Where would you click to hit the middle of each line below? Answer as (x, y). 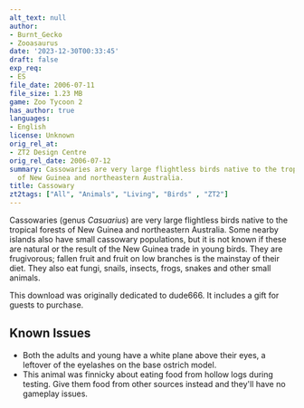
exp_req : (26, 69)
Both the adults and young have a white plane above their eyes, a (144, 355)
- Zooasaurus (34, 43)
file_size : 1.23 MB (46, 93)
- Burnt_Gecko (36, 34)
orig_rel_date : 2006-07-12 (60, 161)
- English (28, 128)
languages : (30, 119)
